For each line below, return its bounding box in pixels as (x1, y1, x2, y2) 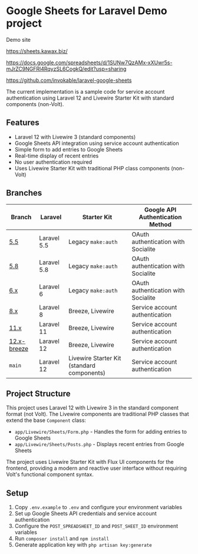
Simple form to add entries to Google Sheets (14, 146, 123, 153)
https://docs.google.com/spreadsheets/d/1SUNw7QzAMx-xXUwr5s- (6, 59, 173, 66)
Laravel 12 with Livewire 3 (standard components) (14, 133, 136, 140)
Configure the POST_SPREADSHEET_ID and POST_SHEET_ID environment (14, 523, 179, 530)
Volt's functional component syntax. (6, 471, 94, 478)
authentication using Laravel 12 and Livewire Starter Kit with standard (6, 94, 174, 101)
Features (6, 118, 39, 128)
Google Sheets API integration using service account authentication (14, 140, 179, 147)
